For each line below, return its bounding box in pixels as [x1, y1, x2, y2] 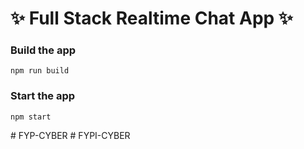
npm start [10, 112, 52, 122]
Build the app [10, 43, 77, 57]
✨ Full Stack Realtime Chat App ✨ [10, 7, 293, 30]
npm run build [10, 66, 70, 76]
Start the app [10, 89, 76, 103]
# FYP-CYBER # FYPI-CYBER [10, 129, 131, 141]
